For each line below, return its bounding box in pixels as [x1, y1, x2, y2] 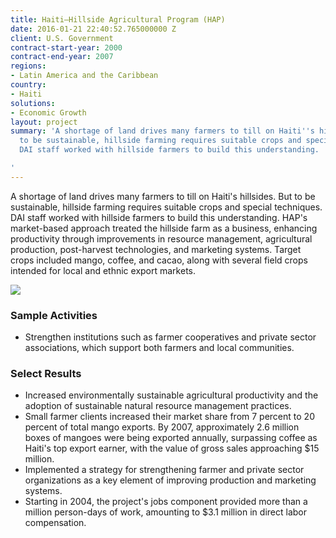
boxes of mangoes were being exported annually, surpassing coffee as [24, 432, 318, 444]
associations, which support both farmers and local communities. [24, 342, 295, 354]
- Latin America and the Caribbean [10, 71, 159, 81]
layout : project [10, 117, 78, 127]
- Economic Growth [10, 107, 87, 118]
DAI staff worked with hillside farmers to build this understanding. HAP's [10, 211, 308, 223]
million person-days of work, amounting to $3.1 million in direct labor [24, 506, 307, 518]
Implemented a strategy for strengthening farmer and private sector [24, 464, 305, 476]
